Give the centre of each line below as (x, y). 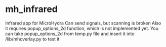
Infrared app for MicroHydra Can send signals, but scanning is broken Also (83, 23)
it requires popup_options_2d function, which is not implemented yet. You (82, 28)
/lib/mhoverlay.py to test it (32, 39)
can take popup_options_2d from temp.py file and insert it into (70, 33)
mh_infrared (32, 9)
